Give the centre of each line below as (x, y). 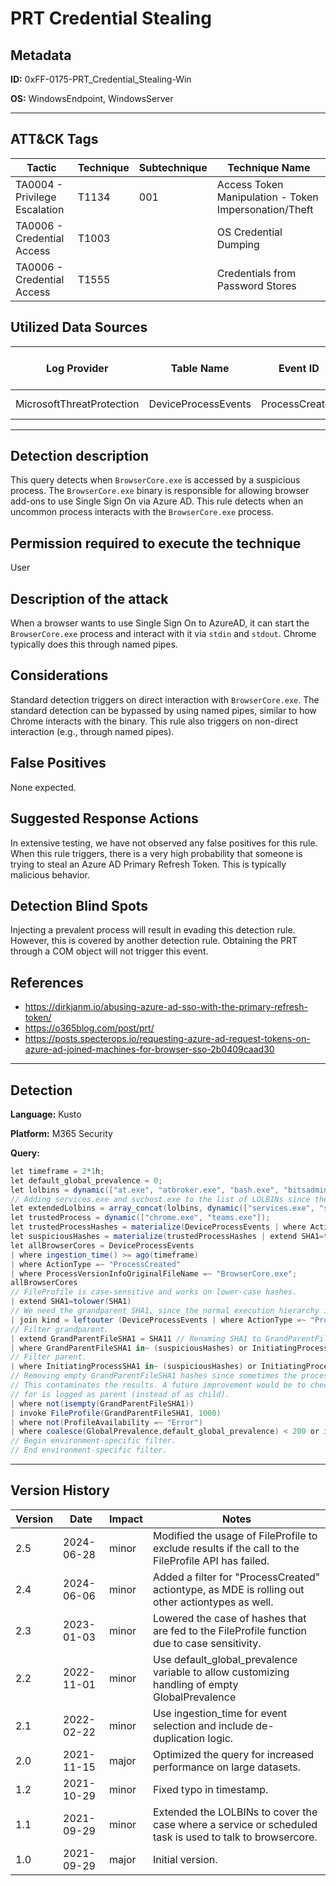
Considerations (59, 675)
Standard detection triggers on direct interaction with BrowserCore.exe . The (165, 699)
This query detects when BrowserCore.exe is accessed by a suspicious (155, 480)
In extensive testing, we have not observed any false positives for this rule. (164, 843)
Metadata (41, 55)
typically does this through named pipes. (94, 644)
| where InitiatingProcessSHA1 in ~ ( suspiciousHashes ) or (133, 1367)
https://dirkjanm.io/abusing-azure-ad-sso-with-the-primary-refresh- (166, 1007)
